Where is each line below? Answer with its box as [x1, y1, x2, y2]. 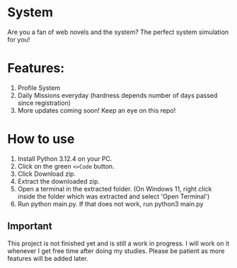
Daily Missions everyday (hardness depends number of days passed [17, 91, 218, 99]
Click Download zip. [17, 169, 76, 178]
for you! [7, 35, 30, 43]
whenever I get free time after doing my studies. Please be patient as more [7, 246, 225, 255]
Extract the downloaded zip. [17, 177, 100, 185]
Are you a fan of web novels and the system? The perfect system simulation [7, 28, 229, 36]
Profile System [17, 83, 61, 92]
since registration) [17, 99, 71, 107]
